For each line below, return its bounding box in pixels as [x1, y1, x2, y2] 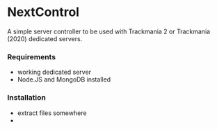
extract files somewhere [17, 109, 87, 117]
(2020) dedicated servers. [7, 34, 83, 43]
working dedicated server [17, 68, 92, 77]
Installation [7, 93, 47, 103]
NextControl [7, 4, 80, 20]
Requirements [7, 52, 56, 61]
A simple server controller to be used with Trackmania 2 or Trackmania [7, 27, 211, 36]
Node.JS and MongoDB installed [17, 75, 111, 84]
